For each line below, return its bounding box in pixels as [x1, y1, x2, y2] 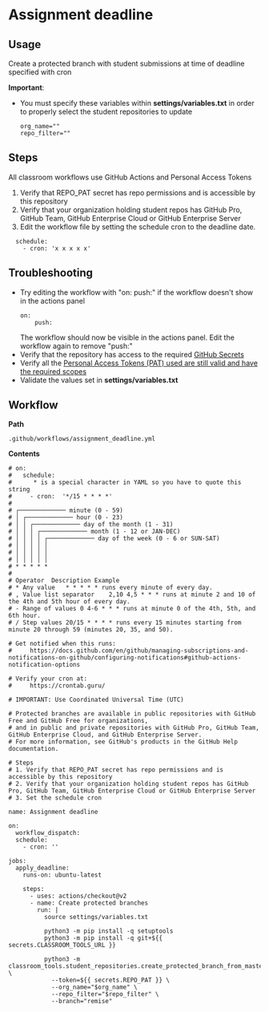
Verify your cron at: [15, 675, 88, 683]
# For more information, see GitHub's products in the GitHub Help [8, 738, 239, 746]
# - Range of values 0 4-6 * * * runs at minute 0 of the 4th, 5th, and [8, 605, 256, 613]
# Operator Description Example [8, 577, 120, 585]
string [8, 486, 30, 494]
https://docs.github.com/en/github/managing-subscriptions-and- [29, 647, 249, 655]
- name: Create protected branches [29, 899, 149, 907]
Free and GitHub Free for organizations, [8, 717, 149, 725]
